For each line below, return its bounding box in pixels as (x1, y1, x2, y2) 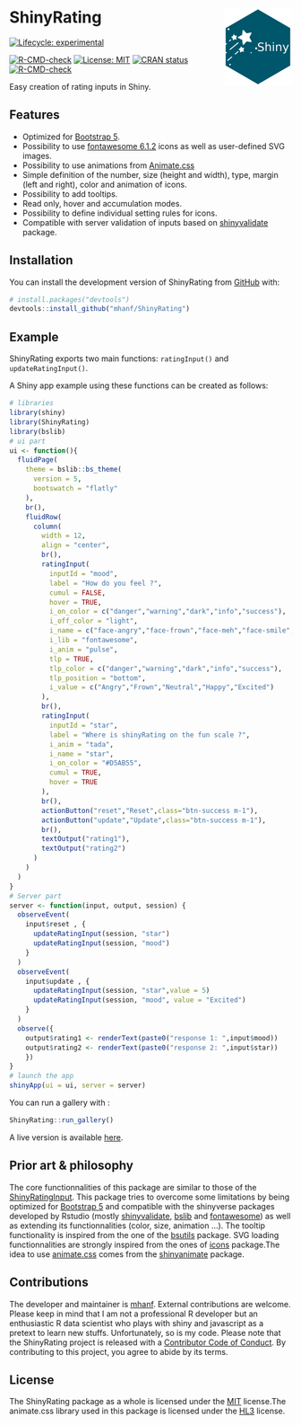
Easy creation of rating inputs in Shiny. (9, 81, 151, 92)
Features (9, 107, 60, 123)
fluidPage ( (17, 456, 58, 465)
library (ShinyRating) (9, 417, 90, 427)
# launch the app (9, 1072, 74, 1081)
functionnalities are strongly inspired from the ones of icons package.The (9, 1239, 280, 1250)
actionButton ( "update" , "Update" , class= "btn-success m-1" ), (41, 816, 267, 825)
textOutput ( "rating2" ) (41, 844, 126, 854)
